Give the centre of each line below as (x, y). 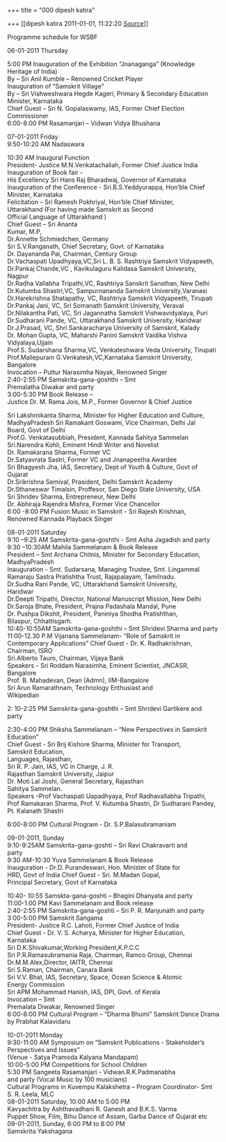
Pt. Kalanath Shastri (35, 811)
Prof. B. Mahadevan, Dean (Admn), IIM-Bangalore (78, 680)
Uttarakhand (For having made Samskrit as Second (80, 209)
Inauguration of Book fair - (45, 172)
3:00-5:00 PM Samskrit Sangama (55, 918)
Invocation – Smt (31, 999)
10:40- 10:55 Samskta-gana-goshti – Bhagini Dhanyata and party (100, 895)
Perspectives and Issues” (43, 1050)
